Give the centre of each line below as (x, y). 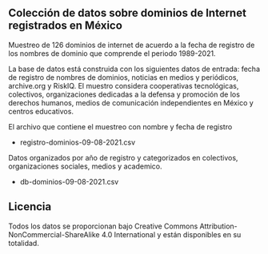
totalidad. (24, 243)
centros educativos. (41, 111)
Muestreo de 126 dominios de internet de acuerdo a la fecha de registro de (132, 45)
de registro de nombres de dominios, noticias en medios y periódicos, (123, 77)
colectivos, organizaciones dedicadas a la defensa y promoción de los (124, 94)
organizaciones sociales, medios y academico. (85, 166)
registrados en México (65, 26)
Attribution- (218, 226)
